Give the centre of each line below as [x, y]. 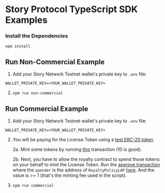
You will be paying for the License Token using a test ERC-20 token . [84, 140]
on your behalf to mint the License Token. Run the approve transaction [86, 165]
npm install [18, 47]
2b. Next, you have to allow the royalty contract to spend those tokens [86, 159]
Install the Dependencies [37, 36]
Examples [26, 20]
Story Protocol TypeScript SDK [72, 9]
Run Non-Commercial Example [55, 62]
